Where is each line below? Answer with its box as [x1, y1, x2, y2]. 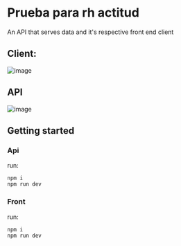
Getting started [7, 125, 75, 137]
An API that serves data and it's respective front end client [7, 28, 174, 36]
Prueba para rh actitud [7, 5, 140, 21]
